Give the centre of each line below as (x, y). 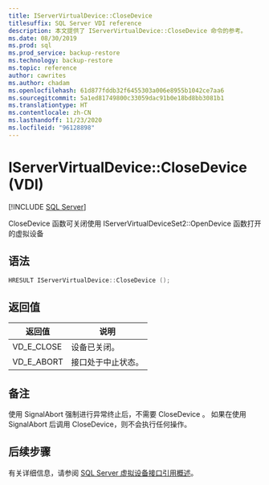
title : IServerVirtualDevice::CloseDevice (80, 16)
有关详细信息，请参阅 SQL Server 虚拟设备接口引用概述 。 (103, 473)
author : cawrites (37, 75)
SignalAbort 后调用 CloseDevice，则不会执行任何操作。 (100, 424)
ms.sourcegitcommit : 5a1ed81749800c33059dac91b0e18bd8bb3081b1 (116, 98)
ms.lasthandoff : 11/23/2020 (55, 120)
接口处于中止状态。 (108, 362)
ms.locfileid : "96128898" (51, 128)
